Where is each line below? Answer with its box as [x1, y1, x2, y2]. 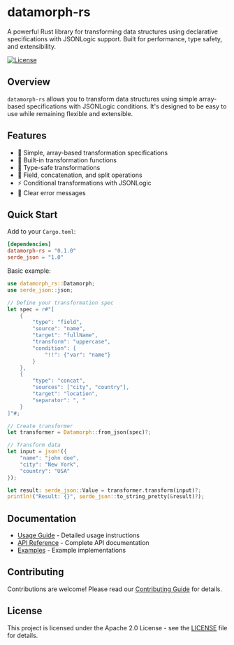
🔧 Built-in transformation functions [17, 155, 117, 164]
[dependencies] [7, 241, 52, 248]
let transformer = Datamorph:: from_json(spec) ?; [7, 429, 152, 436]
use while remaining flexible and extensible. [7, 109, 133, 118]
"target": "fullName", [32, 332, 98, 339]
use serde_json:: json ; [7, 286, 73, 294]
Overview [7, 76, 51, 88]
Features [7, 130, 47, 142]
